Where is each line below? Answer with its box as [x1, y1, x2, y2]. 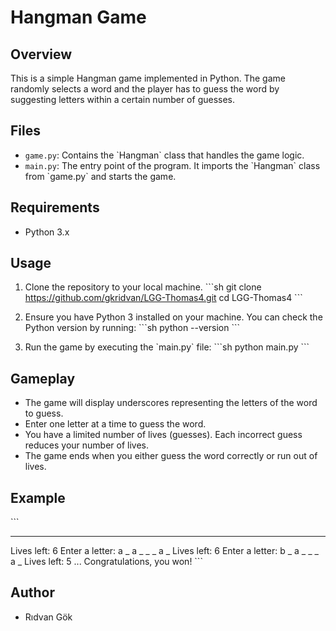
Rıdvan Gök [24, 611, 73, 623]
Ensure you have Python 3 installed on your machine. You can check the [24, 311, 323, 323]
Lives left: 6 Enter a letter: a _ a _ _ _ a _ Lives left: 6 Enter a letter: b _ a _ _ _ [10, 545, 319, 557]
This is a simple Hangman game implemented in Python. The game [10, 72, 286, 84]
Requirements [10, 199, 100, 216]
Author [10, 584, 55, 601]
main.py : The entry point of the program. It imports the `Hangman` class [24, 159, 321, 171]
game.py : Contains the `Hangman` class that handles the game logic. [24, 149, 305, 161]
